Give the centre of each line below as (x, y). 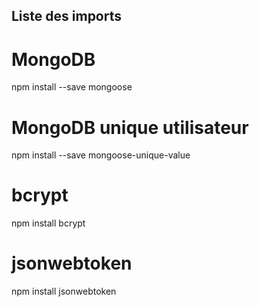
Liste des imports (67, 16)
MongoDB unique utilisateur (130, 127)
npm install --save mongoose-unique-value (101, 155)
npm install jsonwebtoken (64, 291)
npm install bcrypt (48, 223)
